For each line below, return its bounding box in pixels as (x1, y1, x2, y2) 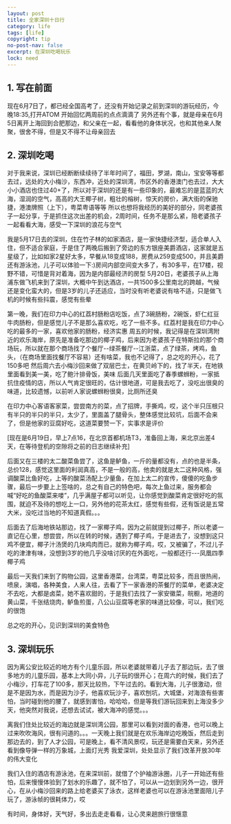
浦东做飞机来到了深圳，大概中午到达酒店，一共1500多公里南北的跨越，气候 (7, 278, 220, 286)
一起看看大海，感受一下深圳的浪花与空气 (7, 221, 122, 229)
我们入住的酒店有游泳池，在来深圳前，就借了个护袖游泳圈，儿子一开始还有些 (7, 770, 224, 778)
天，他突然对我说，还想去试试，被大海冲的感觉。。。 (7, 706, 152, 714)
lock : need (7, 55, 38, 62)
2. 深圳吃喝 (7, 149, 54, 161)
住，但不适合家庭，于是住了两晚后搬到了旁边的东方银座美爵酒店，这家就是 (7, 243, 218, 252)
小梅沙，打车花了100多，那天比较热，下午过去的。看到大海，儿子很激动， (7, 680, 217, 689)
